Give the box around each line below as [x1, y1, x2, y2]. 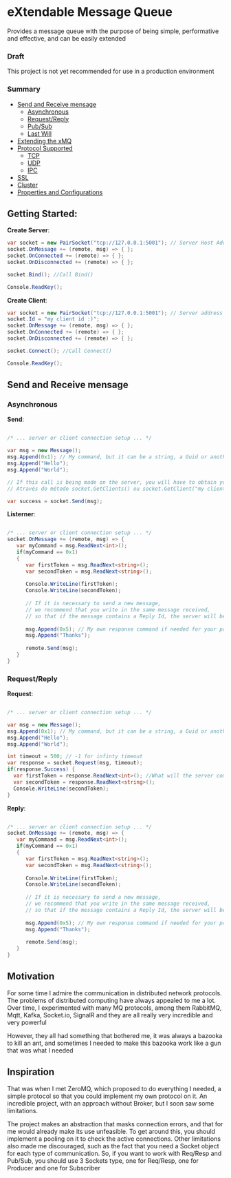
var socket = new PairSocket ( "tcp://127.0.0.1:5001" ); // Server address [7, 309, 223, 316]
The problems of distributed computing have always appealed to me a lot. [7, 996, 217, 1004]
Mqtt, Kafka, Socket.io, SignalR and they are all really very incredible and [7, 1011, 213, 1019]
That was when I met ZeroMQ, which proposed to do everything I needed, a [7, 1084, 221, 1093]
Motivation [7, 971, 55, 982]
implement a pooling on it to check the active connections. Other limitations [7, 1135, 221, 1143]
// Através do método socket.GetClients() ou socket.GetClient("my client [7, 485, 226, 492]
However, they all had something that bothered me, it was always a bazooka [7, 1031, 223, 1039]
